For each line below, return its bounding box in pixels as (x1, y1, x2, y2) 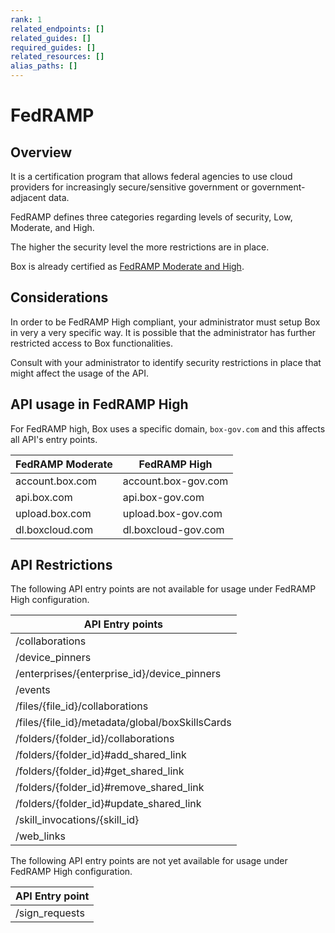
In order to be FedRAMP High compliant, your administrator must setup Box (10, 316, 321, 328)
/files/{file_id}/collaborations (15, 699, 149, 713)
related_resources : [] (10, 52, 105, 62)
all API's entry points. (10, 433, 98, 445)
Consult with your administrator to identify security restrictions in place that (10, 356, 322, 368)
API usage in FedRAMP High (10, 396, 189, 413)
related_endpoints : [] (10, 24, 105, 34)
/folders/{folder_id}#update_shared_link (15, 797, 202, 811)
